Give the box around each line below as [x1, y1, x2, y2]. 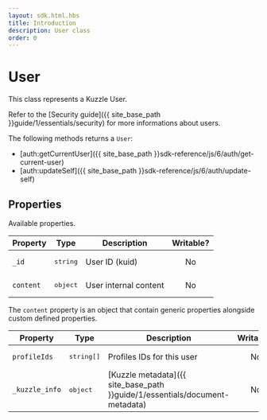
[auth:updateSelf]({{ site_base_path [19, 166, 137, 176]
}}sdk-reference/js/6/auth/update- [138, 166, 252, 176]
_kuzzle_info [12, 385, 62, 394]
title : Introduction [8, 19, 77, 27]
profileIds [12, 352, 53, 361]
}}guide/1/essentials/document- [107, 389, 230, 400]
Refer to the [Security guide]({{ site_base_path [8, 110, 161, 119]
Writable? [172, 238, 210, 248]
